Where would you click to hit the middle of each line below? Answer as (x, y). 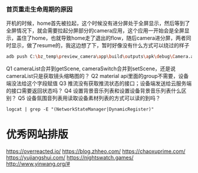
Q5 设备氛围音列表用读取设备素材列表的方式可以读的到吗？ (89, 98)
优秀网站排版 (37, 135)
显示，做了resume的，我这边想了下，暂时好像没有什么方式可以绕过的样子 (100, 45)
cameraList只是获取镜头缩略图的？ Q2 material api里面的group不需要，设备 (98, 76)
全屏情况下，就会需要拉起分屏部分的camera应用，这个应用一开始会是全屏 (95, 31)
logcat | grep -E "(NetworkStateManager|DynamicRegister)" (80, 110)
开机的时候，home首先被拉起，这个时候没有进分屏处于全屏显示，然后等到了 (98, 23)
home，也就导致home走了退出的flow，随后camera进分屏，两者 (109, 38)
